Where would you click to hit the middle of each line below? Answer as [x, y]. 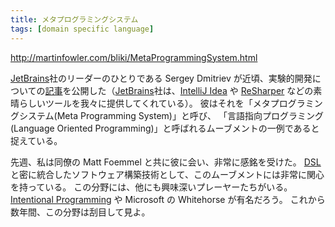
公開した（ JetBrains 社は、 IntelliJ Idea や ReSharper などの [192, 90]
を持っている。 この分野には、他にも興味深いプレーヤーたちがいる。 [151, 187]
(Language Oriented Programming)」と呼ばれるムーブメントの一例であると [165, 128]
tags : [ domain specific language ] [82, 29]
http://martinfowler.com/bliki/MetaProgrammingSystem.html [134, 57]
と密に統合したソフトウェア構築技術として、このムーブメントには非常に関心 [167, 174]
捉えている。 [36, 140]
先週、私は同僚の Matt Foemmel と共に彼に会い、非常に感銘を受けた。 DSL [166, 162]
